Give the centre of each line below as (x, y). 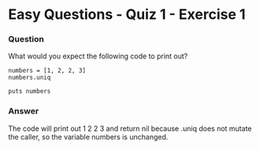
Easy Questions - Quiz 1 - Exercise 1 (127, 15)
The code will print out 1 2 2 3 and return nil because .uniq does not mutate (130, 129)
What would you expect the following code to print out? (98, 56)
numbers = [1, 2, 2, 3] (47, 71)
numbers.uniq (30, 78)
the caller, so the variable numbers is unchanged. (88, 136)
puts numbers (30, 91)
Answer (24, 111)
